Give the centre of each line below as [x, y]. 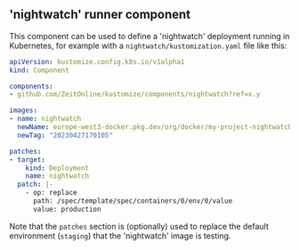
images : [24, 110]
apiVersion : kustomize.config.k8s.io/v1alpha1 [97, 61]
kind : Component [39, 70]
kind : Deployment [57, 168]
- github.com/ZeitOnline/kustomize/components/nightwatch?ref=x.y [135, 94]
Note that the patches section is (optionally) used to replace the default [139, 226]
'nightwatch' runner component [100, 15]
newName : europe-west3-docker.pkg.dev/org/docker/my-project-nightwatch [155, 127]
